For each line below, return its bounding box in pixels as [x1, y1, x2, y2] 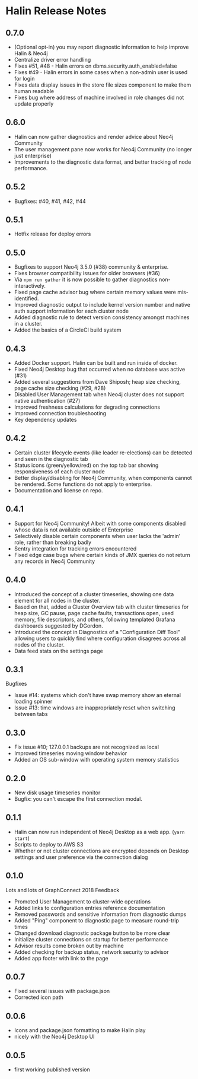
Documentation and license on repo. [14, 486, 103, 494]
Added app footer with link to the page [14, 954, 108, 962]
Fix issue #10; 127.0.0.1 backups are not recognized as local [14, 743, 159, 751]
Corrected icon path [14, 994, 63, 1001]
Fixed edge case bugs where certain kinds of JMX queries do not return [14, 551, 191, 558]
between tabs [14, 711, 48, 718]
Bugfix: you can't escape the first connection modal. [14, 795, 143, 802]
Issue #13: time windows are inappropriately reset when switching [14, 704, 175, 711]
